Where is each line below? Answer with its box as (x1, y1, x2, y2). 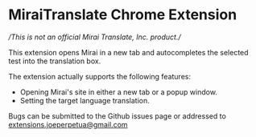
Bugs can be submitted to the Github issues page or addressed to (8, 111, 227, 121)
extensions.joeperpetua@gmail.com (8, 119, 128, 129)
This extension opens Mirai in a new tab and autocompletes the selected (8, 47, 249, 57)
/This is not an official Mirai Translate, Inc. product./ (8, 32, 181, 42)
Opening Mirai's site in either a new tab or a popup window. (19, 87, 217, 97)
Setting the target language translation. (19, 95, 151, 105)
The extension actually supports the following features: (8, 71, 192, 81)
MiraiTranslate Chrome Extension (8, 6, 237, 24)
